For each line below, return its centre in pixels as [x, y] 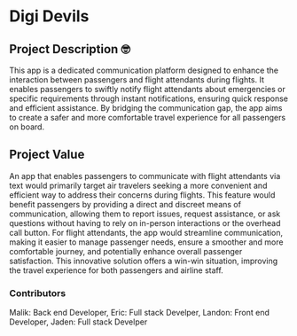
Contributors [38, 293]
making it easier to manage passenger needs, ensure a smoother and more [146, 242]
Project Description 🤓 [70, 49]
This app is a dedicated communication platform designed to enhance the [144, 70]
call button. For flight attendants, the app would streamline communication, [146, 232]
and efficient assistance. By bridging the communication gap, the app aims [146, 108]
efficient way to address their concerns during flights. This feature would [142, 195]
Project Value [47, 155]
